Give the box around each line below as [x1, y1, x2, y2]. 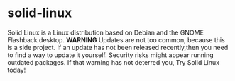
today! [7, 66, 26, 74]
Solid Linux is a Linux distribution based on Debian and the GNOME [7, 28, 204, 37]
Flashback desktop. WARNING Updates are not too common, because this [7, 35, 225, 44]
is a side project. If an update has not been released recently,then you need [7, 43, 229, 51]
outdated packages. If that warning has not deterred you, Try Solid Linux [7, 58, 220, 66]
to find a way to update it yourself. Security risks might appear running [7, 51, 214, 59]
